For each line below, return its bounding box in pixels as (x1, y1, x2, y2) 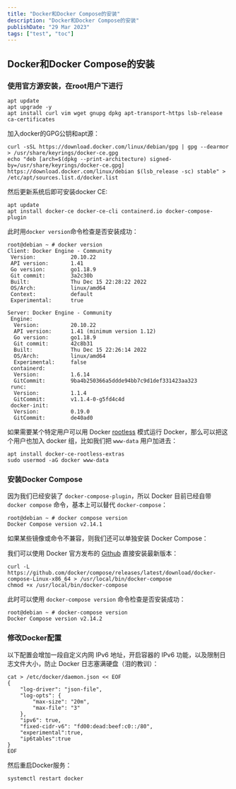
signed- (149, 155, 172, 162)
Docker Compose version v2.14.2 (7, 615, 102, 622)
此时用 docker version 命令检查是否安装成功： (7, 227, 139, 235)
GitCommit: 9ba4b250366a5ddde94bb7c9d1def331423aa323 (13, 377, 198, 384)
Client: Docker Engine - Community (7, 247, 112, 254)
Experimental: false (13, 358, 87, 366)
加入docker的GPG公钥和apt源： (7, 129, 100, 138)
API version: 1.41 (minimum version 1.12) (13, 328, 157, 335)
